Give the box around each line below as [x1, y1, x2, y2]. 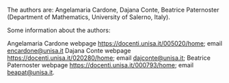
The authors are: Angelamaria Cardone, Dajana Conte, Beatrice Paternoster [7, 6, 219, 14]
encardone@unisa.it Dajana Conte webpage [7, 47, 131, 54]
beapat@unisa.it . [7, 68, 55, 76]
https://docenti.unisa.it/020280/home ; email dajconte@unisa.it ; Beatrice [7, 54, 211, 62]
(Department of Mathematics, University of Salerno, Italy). [7, 13, 171, 21]
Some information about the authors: [7, 27, 111, 34]
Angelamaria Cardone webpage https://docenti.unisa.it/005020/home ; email [7, 39, 223, 47]
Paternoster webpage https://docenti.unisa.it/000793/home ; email [7, 61, 193, 69]
